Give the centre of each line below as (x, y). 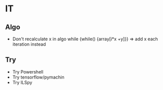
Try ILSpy (22, 82)
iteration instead (29, 44)
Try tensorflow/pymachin (38, 77)
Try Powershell (28, 72)
